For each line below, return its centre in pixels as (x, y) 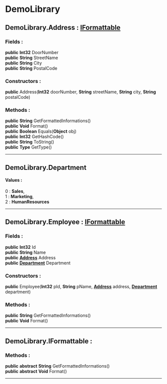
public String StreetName (32, 58)
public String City (24, 63)
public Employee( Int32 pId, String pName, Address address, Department (81, 287)
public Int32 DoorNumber (32, 52)
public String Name (26, 252)
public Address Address (31, 257)
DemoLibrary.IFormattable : (49, 341)
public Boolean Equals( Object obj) (41, 131)
